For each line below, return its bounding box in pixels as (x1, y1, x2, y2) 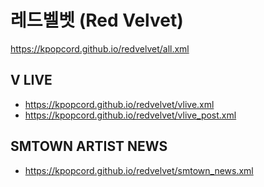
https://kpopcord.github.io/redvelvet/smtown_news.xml (24, 164, 254, 176)
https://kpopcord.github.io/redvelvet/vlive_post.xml (24, 109, 237, 121)
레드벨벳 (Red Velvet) (10, 9, 184, 32)
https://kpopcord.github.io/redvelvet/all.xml (10, 42, 190, 55)
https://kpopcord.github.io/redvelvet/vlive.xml (24, 98, 215, 110)
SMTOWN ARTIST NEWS (10, 138, 168, 155)
